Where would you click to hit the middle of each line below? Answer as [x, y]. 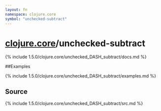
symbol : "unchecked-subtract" [36, 19]
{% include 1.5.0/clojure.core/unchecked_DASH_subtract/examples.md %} [81, 76]
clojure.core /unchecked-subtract [75, 43]
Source [16, 92]
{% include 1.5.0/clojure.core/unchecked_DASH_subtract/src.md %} [74, 104]
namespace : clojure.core [31, 14]
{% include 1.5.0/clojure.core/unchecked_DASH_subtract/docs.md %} [76, 57]
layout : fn [16, 10]
